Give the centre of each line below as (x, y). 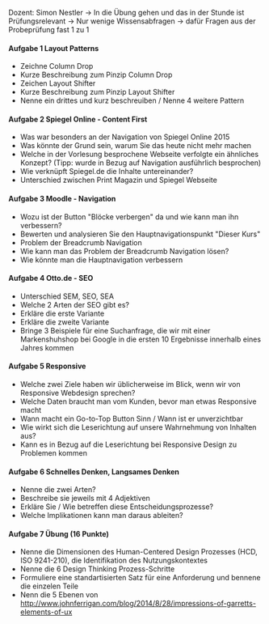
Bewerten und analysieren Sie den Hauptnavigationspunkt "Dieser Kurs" (140, 234)
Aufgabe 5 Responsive (47, 366)
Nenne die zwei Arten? (58, 490)
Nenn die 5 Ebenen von (59, 595)
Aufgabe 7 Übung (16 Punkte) (59, 533)
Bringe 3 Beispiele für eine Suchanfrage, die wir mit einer (115, 330)
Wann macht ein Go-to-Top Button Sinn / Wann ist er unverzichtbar (132, 419)
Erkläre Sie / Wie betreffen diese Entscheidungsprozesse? (117, 507)
